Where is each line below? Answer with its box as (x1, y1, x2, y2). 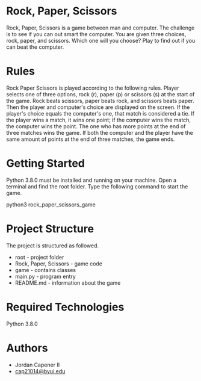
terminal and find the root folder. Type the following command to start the (6, 182, 188, 190)
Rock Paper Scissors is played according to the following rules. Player (6, 84, 179, 91)
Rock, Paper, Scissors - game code (14, 260, 103, 267)
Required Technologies (6, 300, 125, 314)
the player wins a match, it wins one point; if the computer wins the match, (6, 116, 191, 123)
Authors (6, 341, 48, 355)
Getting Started (6, 156, 85, 170)
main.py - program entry (14, 273, 76, 280)
